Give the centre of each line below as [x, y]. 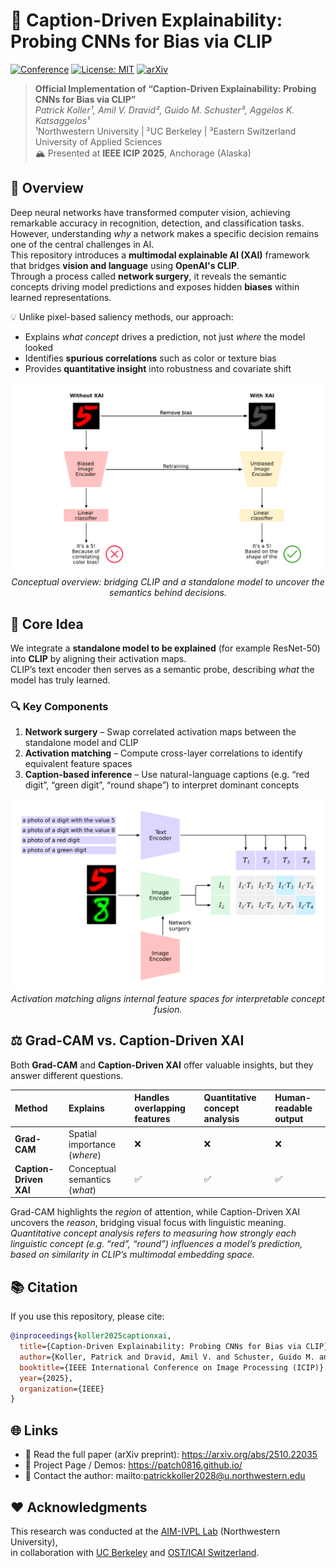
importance [92, 1144]
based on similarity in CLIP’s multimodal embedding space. [132, 1255]
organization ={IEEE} [62, 1389]
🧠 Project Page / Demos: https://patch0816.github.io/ [133, 1465]
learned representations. [61, 297]
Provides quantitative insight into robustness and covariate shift [158, 368]
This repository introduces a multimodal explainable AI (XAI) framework [160, 255]
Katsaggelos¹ [62, 120]
